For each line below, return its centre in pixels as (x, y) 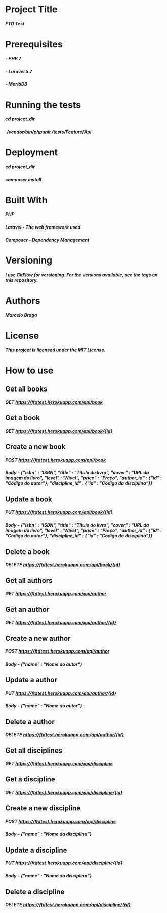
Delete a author (30, 722)
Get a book (23, 418)
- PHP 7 (13, 58)
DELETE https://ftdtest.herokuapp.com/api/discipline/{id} (68, 904)
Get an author (27, 610)
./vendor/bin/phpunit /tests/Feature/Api (48, 132)
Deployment (32, 152)
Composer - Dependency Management (47, 240)
